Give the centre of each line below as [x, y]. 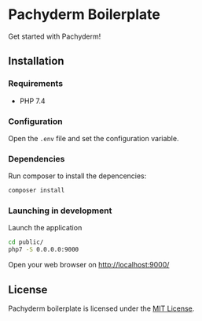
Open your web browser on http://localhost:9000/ [89, 265]
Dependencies [37, 159]
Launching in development [60, 211]
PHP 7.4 [32, 101]
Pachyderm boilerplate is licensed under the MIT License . [101, 308]
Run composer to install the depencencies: [77, 176]
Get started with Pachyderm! [55, 36]
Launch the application [45, 228]
